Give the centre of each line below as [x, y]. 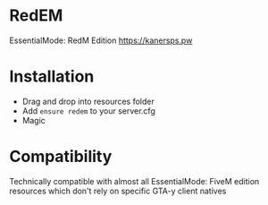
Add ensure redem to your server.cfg [89, 111]
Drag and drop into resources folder [88, 101]
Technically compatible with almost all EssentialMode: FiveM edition [134, 181]
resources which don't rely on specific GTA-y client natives [118, 191]
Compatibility [61, 157]
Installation [52, 77]
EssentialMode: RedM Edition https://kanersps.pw [101, 40]
